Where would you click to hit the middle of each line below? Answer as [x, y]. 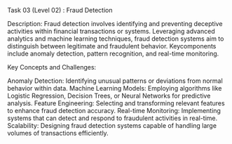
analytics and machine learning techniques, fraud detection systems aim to [116, 39]
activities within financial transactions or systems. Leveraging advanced [111, 31]
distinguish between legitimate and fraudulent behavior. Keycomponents [112, 46]
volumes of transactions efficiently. [58, 133]
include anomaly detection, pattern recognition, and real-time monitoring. [113, 53]
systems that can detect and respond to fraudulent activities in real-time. [112, 118]
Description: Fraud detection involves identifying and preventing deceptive [115, 24]
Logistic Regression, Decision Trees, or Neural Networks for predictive [109, 96]
